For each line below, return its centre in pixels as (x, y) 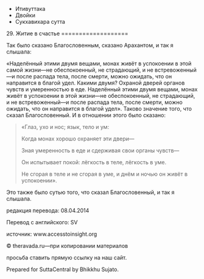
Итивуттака (30, 9)
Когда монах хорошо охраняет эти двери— (78, 139)
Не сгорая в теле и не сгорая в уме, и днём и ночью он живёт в (104, 174)
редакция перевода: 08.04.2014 (48, 210)
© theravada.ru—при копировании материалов (67, 246)
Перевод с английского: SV (42, 222)
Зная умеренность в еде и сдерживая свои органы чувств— (100, 150)
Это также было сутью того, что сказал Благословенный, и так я (90, 192)
